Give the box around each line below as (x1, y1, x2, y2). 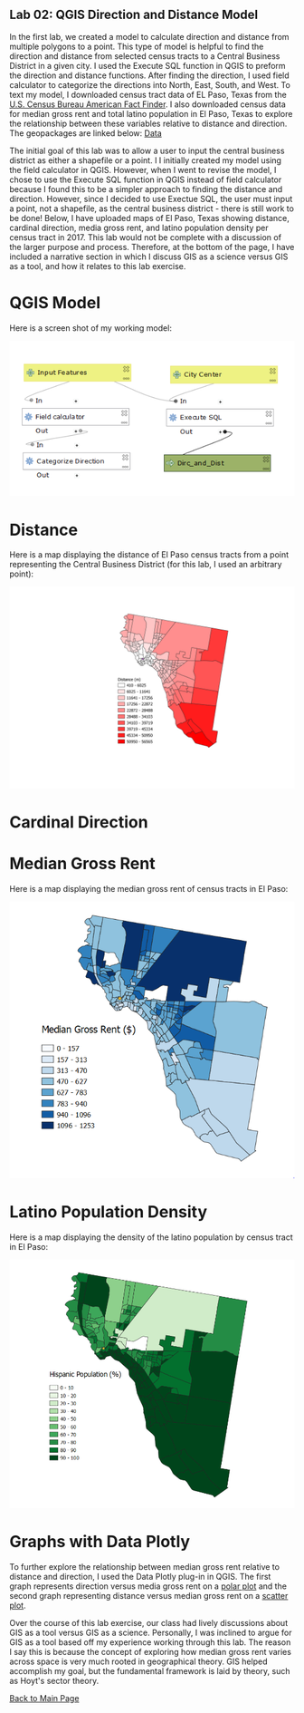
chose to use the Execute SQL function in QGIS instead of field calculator (9, 174, 282, 185)
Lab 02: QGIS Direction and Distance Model (9, 7, 259, 23)
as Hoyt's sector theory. (9, 1676, 100, 1687)
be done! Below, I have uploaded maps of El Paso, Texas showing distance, (9, 212, 290, 223)
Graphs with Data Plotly (9, 1532, 191, 1553)
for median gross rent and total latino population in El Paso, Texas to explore (9, 108, 293, 119)
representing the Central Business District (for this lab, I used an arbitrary (9, 559, 282, 570)
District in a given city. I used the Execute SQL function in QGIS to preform (9, 60, 287, 71)
